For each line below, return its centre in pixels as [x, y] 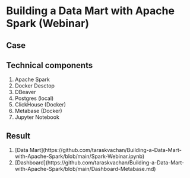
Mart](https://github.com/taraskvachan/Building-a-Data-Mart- [106, 150]
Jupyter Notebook [37, 117]
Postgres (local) [34, 98]
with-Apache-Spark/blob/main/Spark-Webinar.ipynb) [80, 156]
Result [18, 136]
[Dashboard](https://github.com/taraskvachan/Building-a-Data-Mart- [99, 163]
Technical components [50, 65]
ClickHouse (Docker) [40, 105]
